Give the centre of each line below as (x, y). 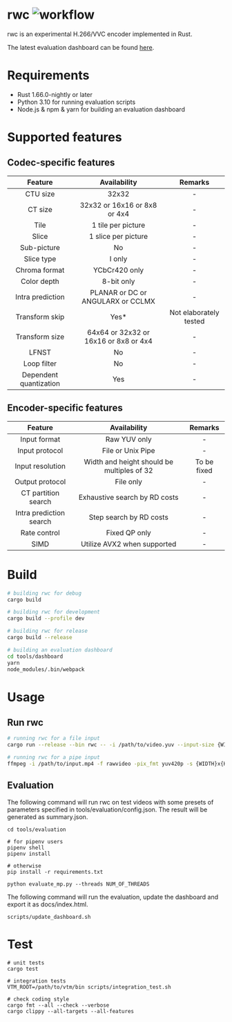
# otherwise (24, 866)
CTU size (40, 194)
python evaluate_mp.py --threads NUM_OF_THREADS (78, 884)
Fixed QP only (129, 532)
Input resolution (40, 466)
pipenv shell (26, 848)
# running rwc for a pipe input (54, 757)
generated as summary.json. (48, 816)
